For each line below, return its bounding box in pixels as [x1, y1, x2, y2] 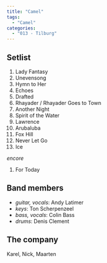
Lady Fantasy [15, 68, 48, 75]
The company [6, 235, 58, 245]
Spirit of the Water [15, 111, 60, 119]
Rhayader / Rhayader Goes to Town [15, 99, 102, 106]
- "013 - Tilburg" [12, 31, 58, 37]
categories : [6, 25, 36, 31]
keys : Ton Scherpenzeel [15, 205, 74, 212]
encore [6, 154, 24, 162]
